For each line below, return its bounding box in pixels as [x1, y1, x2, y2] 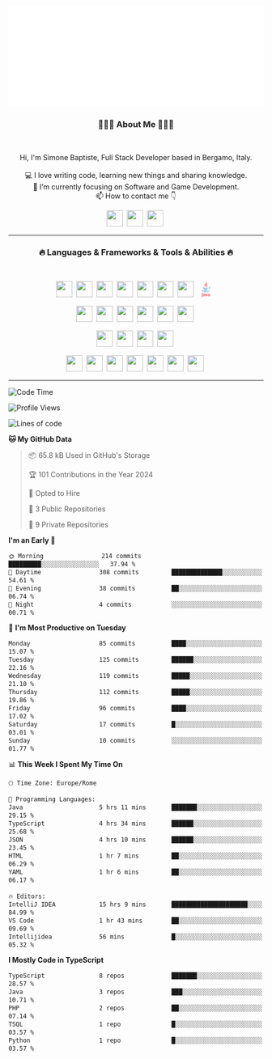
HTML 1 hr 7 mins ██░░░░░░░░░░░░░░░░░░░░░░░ [8, 852, 263, 860]
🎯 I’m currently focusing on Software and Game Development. [32, 182, 240, 192]
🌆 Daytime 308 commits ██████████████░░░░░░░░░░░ [8, 569, 263, 577]
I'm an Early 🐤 [8, 536, 56, 545]
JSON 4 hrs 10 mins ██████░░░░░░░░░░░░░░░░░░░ [8, 836, 263, 844]
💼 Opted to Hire [28, 489, 81, 498]
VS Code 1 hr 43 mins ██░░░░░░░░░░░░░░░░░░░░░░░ [8, 917, 263, 925]
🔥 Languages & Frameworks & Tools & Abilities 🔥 [39, 247, 233, 258]
